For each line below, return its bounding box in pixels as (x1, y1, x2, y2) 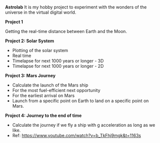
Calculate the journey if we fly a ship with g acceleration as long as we (12, 122, 156, 128)
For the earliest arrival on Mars (12, 93, 75, 98)
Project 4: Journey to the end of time (5, 113, 82, 118)
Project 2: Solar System (5, 38, 54, 44)
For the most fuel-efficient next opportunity (12, 87, 101, 93)
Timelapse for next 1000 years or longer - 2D (12, 63, 104, 69)
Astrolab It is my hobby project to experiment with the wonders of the (5, 4, 147, 10)
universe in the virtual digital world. (5, 9, 76, 15)
